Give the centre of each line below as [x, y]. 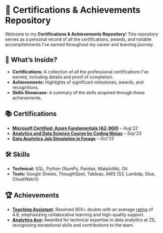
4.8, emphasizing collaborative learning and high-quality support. [78, 215]
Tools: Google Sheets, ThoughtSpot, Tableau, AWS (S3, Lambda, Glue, [84, 174]
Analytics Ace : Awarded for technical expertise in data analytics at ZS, [84, 220]
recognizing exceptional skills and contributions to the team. [73, 225]
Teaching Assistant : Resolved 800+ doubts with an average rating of [82, 209]
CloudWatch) [26, 179]
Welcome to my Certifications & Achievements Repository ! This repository [82, 34]
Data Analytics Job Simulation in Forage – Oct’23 [63, 138]
